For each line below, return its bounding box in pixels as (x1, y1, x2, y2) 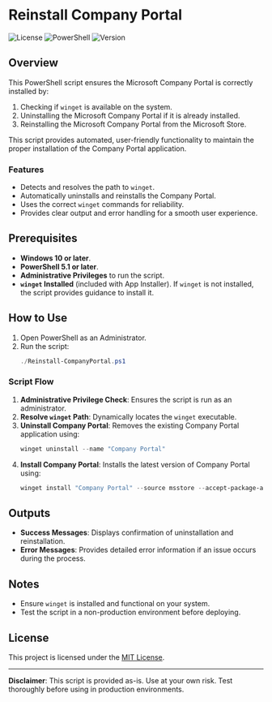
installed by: (8, 86, 49, 96)
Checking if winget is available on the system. (19, 101, 172, 111)
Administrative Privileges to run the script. (19, 270, 164, 280)
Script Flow (8, 376, 54, 387)
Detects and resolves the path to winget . (19, 183, 155, 192)
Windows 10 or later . (19, 253, 91, 263)
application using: (19, 429, 80, 439)
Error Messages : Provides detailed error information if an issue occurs (19, 545, 257, 555)
